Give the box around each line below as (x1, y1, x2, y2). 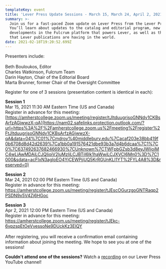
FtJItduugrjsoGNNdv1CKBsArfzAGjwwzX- (5, 130, 90, 136)
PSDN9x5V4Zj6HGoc (5, 192, 48, 198)
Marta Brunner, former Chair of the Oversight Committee (5, 79, 120, 85)
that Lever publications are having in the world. (9, 35, 116, 40)
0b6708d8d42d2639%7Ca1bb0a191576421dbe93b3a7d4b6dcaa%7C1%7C (5, 141, 159, 147)
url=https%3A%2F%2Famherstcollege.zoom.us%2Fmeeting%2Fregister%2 (5, 125, 161, 131)
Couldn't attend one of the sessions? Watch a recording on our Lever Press (5, 254, 161, 260)
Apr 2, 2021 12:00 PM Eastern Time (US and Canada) (5, 207, 113, 213)
